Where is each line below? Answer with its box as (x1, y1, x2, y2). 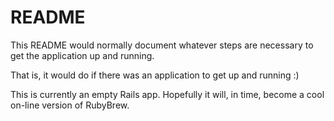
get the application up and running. (10, 49, 155, 61)
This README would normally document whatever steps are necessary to (10, 39, 314, 51)
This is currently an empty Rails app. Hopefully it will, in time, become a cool (10, 88, 325, 100)
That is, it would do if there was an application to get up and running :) (10, 69, 300, 81)
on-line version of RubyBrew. (10, 99, 130, 111)
